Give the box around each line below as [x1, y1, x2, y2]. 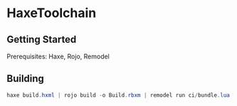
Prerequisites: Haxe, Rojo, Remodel [6, 52, 110, 60]
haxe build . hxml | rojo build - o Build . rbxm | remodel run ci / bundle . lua [6, 91, 231, 99]
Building [6, 73, 44, 85]
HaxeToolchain [6, 5, 97, 21]
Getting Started [6, 33, 77, 46]
